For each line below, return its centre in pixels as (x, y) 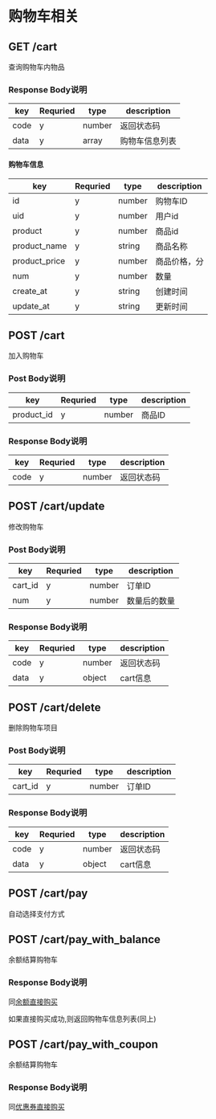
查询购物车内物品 (37, 67)
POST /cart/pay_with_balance (84, 939)
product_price (39, 260)
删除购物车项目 (33, 728)
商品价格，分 (179, 261)
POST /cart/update (57, 506)
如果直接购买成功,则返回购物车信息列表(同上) (82, 1019)
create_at (30, 291)
